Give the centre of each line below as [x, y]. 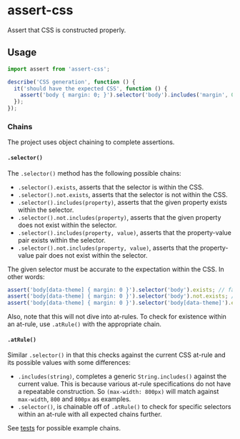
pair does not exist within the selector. [91, 255]
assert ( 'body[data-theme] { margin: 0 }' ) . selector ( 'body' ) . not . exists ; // [122, 296]
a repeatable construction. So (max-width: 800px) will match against [118, 392]
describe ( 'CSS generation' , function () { [71, 82]
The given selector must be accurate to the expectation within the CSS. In [116, 269]
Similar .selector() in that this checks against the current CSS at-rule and [117, 355]
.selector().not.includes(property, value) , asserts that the [108, 248]
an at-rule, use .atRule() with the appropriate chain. [85, 324]
